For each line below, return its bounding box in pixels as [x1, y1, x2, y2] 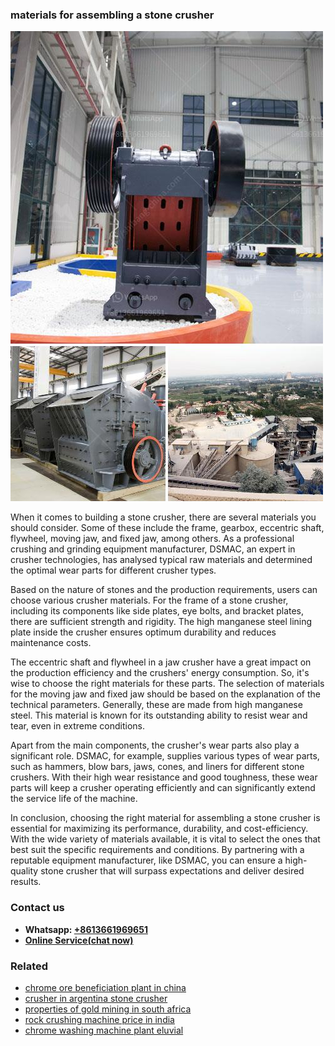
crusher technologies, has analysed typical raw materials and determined [10, 554, 313, 566]
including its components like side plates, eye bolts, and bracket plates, [10, 605, 305, 617]
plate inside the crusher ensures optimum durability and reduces [10, 626, 277, 638]
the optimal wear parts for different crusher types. [10, 564, 217, 577]
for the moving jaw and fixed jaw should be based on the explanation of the [10, 688, 321, 700]
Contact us [10, 901, 65, 915]
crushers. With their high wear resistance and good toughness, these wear [10, 771, 318, 783]
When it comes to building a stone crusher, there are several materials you [10, 511, 317, 523]
